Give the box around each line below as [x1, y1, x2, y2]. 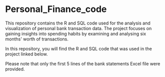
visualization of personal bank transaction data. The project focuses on [5, 25, 152, 31]
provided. [5, 66, 25, 72]
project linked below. [5, 51, 48, 57]
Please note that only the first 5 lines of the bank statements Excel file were [5, 60, 160, 66]
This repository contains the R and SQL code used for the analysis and [5, 20, 151, 26]
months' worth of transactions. [5, 36, 69, 42]
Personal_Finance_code [5, 3, 107, 15]
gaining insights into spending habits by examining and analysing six [5, 30, 146, 36]
